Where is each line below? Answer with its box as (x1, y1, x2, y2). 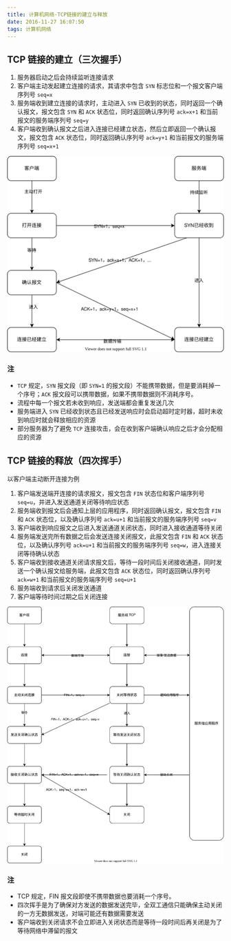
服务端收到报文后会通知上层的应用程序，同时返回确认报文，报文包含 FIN (16, 506, 221, 515)
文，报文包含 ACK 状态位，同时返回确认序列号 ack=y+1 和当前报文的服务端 (16, 133, 224, 142)
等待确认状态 (23, 549, 60, 557)
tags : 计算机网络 (7, 25, 52, 32)
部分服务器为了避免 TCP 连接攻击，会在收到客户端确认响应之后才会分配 (16, 424, 217, 433)
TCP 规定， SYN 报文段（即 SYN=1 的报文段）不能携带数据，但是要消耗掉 (16, 381, 215, 389)
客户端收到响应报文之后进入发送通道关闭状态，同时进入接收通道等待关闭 (16, 523, 222, 532)
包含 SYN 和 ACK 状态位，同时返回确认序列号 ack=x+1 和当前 (53, 107, 219, 116)
